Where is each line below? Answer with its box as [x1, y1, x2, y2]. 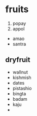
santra [12, 41, 26, 47]
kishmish [12, 74, 31, 81]
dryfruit [5, 56, 30, 64]
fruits [5, 4, 29, 15]
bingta [12, 90, 26, 97]
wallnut [12, 69, 28, 75]
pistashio [12, 85, 32, 91]
